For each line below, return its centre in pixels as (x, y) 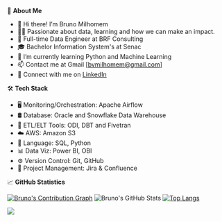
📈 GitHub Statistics (36, 182)
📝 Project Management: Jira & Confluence (77, 168)
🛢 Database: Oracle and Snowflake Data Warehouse (92, 115)
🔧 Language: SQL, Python (54, 143)
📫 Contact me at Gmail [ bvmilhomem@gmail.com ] (90, 65)
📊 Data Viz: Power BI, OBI (54, 151)
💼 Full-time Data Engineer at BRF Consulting (80, 39)
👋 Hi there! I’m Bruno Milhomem (63, 24)
